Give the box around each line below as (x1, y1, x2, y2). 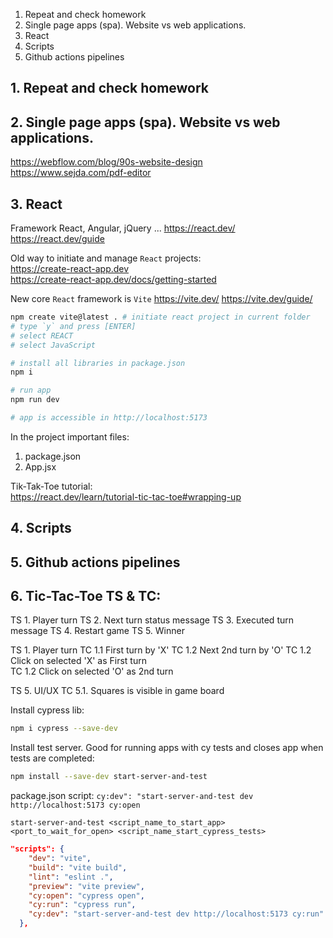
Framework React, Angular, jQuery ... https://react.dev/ (10, 222, 236, 234)
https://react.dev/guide (10, 233, 105, 245)
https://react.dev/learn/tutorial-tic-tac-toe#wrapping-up (10, 490, 242, 503)
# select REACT (10, 330, 74, 341)
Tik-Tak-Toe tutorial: (10, 480, 93, 492)
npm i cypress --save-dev (10, 724, 118, 734)
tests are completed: (10, 752, 95, 764)
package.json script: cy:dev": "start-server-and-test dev (10, 790, 254, 802)
